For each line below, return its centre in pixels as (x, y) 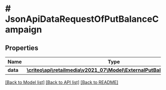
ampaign (23, 30)
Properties (22, 48)
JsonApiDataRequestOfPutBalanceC (82, 19)
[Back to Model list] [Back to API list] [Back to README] (62, 82)
